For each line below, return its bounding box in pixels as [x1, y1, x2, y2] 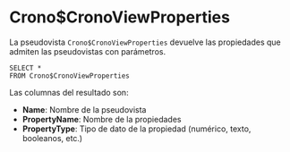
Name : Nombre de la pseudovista [21, 104, 147, 114]
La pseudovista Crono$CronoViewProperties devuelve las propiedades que [9, 37, 281, 47]
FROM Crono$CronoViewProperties [9, 71, 130, 80]
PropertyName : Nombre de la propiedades [21, 114, 182, 124]
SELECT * [9, 63, 42, 72]
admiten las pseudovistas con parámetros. [9, 46, 166, 56]
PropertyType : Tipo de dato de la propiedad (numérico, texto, [21, 123, 252, 134]
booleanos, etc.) [21, 132, 83, 143]
